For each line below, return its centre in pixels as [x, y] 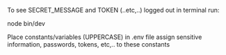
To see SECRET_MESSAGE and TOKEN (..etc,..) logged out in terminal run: [113, 10]
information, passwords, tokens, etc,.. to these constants [89, 44]
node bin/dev [26, 23]
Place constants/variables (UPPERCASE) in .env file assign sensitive [105, 37]
